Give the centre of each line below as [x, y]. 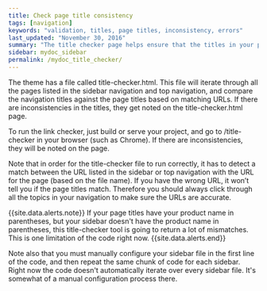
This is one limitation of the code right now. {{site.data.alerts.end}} [117, 238]
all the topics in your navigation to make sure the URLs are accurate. [120, 197]
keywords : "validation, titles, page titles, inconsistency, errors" [126, 30]
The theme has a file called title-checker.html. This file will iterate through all [133, 82]
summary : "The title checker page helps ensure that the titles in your [131, 45]
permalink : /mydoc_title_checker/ [66, 60]
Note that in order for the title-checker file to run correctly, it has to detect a [132, 163]
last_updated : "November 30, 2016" [67, 38]
